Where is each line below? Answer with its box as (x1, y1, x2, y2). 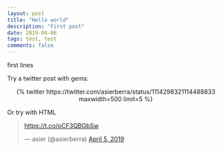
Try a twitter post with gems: (7, 74, 89, 83)
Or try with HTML (7, 108, 57, 116)
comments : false (7, 42, 54, 49)
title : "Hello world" (7, 17, 70, 23)
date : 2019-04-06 (7, 29, 57, 36)
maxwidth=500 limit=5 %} (79, 95, 153, 103)
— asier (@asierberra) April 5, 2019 (23, 135, 125, 143)
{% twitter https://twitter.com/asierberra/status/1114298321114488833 (16, 87, 216, 96)
